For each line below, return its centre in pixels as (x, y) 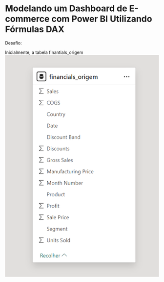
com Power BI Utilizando (102, 19)
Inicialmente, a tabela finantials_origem (44, 52)
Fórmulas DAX (35, 29)
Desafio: (13, 43)
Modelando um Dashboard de (66, 9)
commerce (27, 19)
